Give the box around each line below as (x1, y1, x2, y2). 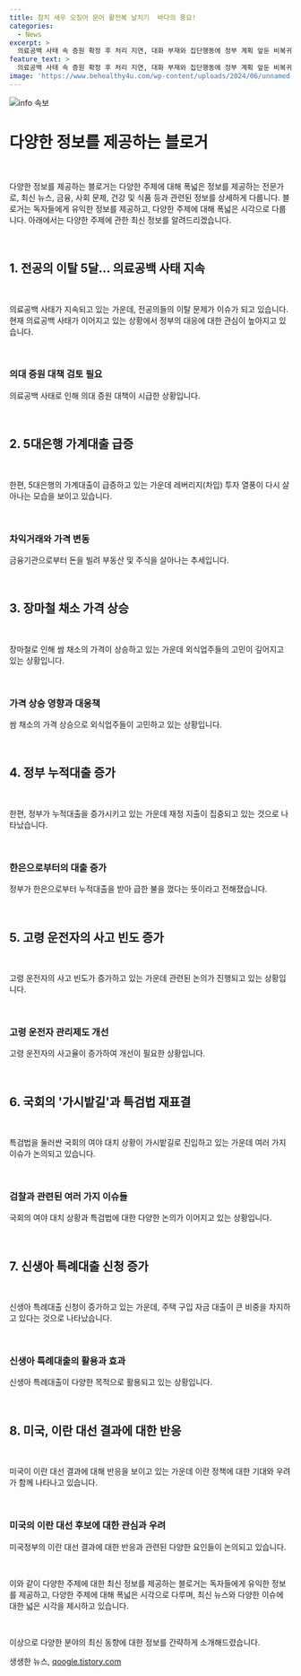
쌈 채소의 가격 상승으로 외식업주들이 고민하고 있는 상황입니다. (9, 719, 222, 730)
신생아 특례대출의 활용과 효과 (9, 1355, 126, 1367)
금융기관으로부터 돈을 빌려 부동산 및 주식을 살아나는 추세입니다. (9, 554, 230, 566)
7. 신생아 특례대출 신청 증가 (9, 1259, 150, 1274)
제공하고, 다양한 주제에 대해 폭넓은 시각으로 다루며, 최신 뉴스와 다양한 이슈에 (18, 1589, 284, 1600)
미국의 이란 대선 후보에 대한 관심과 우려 (9, 1519, 167, 1531)
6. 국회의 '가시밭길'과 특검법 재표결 (9, 1094, 191, 1110)
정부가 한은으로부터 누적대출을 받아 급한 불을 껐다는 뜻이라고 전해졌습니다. (9, 883, 268, 894)
